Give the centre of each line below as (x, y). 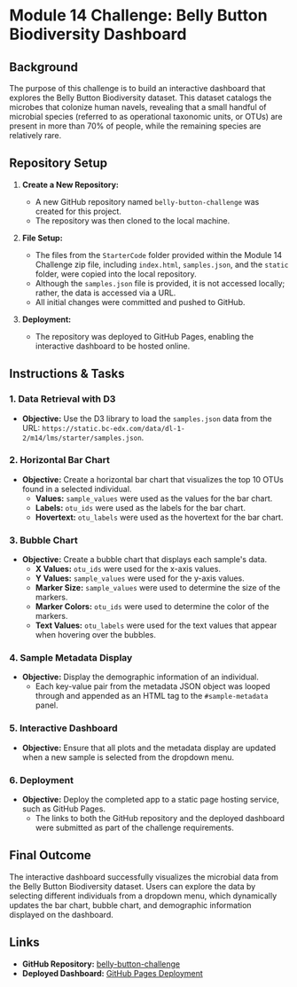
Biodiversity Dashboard (98, 34)
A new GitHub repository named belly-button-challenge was (147, 201)
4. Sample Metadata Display (71, 658)
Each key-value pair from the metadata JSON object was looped (152, 686)
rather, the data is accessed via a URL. (106, 293)
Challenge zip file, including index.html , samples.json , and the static (162, 264)
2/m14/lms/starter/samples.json (82, 438)
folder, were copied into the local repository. (116, 274)
